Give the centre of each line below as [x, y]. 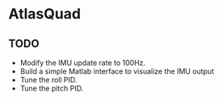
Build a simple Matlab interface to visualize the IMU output [117, 71]
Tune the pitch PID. [52, 88]
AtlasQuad [45, 14]
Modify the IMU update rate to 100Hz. [83, 63]
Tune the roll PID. [48, 80]
